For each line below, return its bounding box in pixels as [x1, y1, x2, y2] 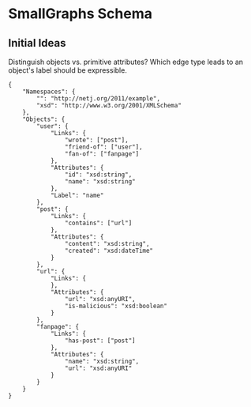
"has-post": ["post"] [64, 337, 136, 345]
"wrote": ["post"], [64, 136, 129, 144]
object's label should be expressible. [8, 66, 128, 75]
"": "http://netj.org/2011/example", [36, 95, 160, 103]
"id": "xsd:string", [64, 171, 133, 179]
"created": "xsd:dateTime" [64, 247, 154, 254]
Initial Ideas [8, 36, 66, 50]
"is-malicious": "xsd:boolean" [64, 302, 168, 310]
